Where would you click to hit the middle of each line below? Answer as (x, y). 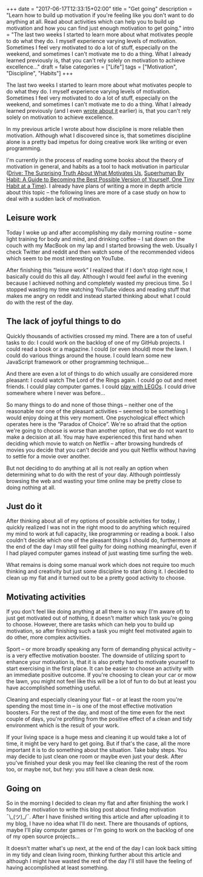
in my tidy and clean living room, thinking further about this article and (94, 855)
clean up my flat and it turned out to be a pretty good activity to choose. (96, 578)
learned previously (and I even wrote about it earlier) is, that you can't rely (98, 111)
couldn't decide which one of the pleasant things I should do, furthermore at (101, 540)
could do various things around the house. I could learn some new (89, 355)
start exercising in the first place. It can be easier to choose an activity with (100, 669)
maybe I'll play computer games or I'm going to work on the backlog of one (100, 830)
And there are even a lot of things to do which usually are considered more (99, 373)
